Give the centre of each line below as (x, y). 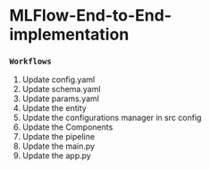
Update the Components (67, 127)
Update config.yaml (59, 80)
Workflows (30, 62)
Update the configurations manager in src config (112, 118)
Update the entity (54, 108)
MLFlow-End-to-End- (91, 16)
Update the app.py (56, 156)
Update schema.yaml (61, 89)
